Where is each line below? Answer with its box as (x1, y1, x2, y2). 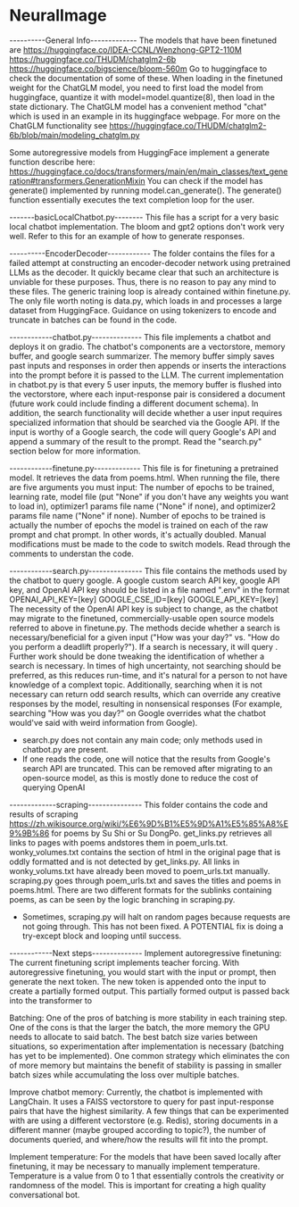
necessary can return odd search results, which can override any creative (9, 688, 281, 699)
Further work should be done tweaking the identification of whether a (9, 651, 265, 662)
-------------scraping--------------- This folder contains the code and (9, 799, 269, 810)
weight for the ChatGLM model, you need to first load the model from (9, 82, 263, 93)
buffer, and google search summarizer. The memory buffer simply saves (9, 350, 275, 362)
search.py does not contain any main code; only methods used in (21, 734, 263, 745)
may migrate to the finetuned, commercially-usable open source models (9, 612, 275, 623)
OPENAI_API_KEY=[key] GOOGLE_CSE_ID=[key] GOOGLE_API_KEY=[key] (9, 594, 279, 604)
